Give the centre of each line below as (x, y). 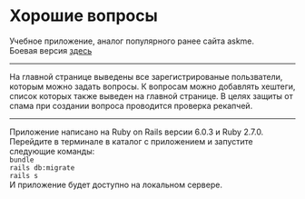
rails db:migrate (42, 168)
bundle (22, 160)
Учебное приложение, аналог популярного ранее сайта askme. (132, 41)
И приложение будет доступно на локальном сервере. (116, 184)
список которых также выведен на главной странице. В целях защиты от (151, 95)
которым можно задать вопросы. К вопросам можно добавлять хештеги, (152, 86)
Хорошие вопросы (84, 16)
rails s (24, 175)
